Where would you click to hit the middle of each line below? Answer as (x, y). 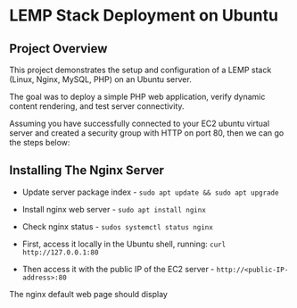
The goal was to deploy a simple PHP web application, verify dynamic (137, 96)
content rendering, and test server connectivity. (97, 106)
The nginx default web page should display (88, 294)
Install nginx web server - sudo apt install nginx (114, 209)
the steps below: (40, 142)
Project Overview (58, 49)
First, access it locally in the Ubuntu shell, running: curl (124, 244)
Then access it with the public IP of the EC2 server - (118, 269)
